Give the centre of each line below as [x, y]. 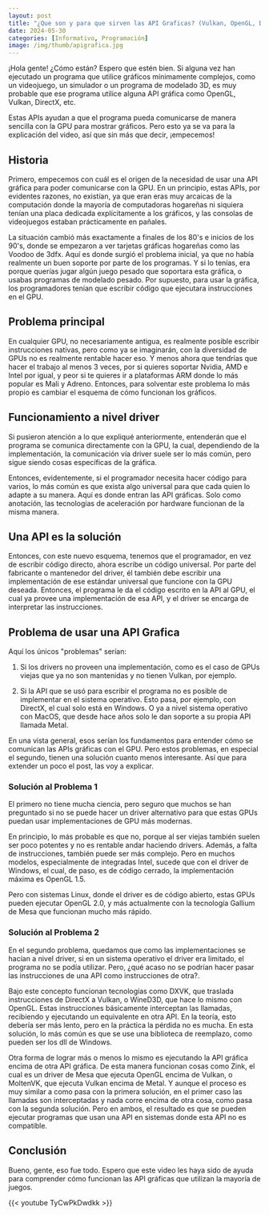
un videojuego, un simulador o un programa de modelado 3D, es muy [122, 86]
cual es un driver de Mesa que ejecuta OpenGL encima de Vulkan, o [120, 1074]
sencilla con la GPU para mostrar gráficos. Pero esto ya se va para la [122, 126]
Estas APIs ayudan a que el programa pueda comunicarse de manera [122, 118]
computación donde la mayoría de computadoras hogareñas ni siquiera [126, 204]
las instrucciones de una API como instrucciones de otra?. [104, 975]
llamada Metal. [44, 725]
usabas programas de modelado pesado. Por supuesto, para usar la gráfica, [134, 279]
